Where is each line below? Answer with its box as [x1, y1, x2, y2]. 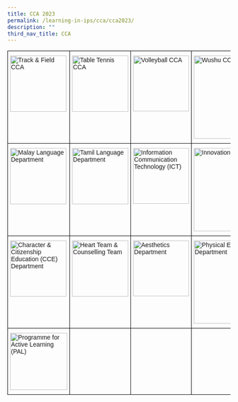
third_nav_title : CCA [7, 30, 72, 38]
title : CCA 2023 [7, 10, 55, 18]
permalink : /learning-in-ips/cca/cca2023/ [7, 17, 135, 24]
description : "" [7, 23, 55, 30]
